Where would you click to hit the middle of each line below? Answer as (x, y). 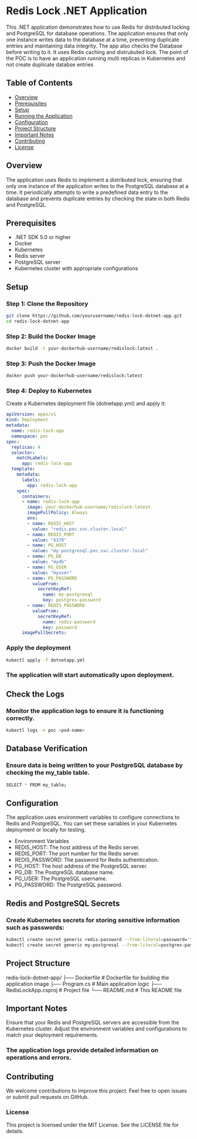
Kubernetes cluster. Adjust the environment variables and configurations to (97, 1029)
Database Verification (47, 749)
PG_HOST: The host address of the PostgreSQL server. (81, 866)
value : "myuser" (52, 573)
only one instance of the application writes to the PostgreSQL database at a (97, 186)
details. (15, 1131)
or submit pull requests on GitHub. (47, 1097)
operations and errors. (39, 1057)
